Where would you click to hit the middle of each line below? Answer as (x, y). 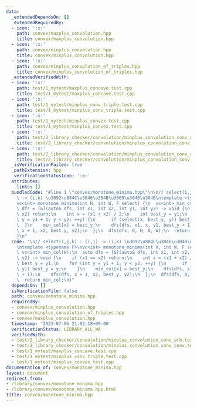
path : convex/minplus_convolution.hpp (64, 50)
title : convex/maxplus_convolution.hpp (65, 39)
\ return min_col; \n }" (46, 280)
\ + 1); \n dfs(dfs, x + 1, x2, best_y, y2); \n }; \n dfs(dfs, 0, (103, 274)
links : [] (29, 187)
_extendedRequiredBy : (38, 22)
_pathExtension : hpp (36, 171)
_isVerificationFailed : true (47, 165)
